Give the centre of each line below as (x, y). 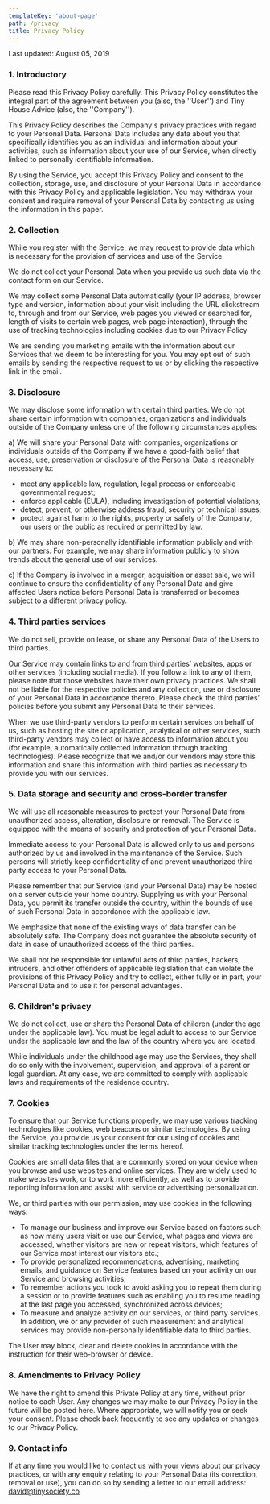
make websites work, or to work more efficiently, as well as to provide (124, 1179)
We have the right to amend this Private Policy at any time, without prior (127, 1393)
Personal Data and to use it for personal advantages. (95, 985)
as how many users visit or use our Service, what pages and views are (137, 1236)
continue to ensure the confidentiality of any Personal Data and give (121, 584)
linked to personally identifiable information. (81, 159)
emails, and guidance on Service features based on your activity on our (138, 1270)
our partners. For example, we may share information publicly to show (124, 551)
